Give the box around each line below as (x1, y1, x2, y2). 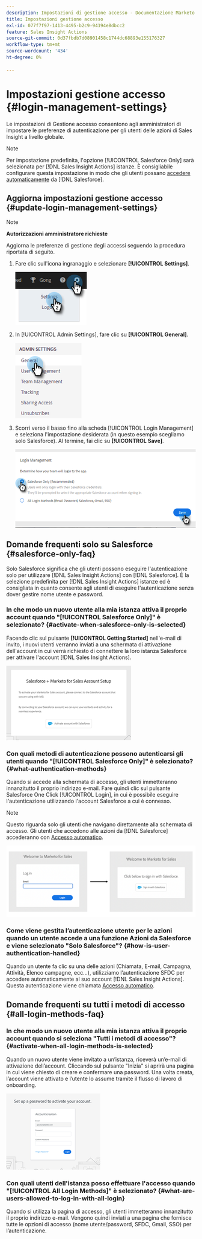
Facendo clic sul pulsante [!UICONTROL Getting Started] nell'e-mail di (6, 634, 182, 642)
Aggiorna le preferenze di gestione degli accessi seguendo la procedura (6, 242, 185, 249)
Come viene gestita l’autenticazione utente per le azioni (6, 926, 173, 935)
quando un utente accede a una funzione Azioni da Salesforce (6, 934, 191, 942)
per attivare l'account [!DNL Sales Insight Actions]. (6, 654, 132, 661)
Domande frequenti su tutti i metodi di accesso (6, 999, 185, 1010)
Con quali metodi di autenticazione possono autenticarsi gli (6, 749, 183, 757)
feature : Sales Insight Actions (6, 29, 87, 35)
